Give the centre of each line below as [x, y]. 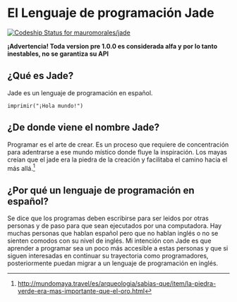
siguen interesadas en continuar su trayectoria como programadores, [108, 256]
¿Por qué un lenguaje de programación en [101, 190]
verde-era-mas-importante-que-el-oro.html [81, 291]
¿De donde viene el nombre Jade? [84, 127]
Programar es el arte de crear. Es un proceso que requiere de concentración [118, 144]
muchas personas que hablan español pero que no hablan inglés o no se [113, 234]
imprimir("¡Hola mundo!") [45, 106]
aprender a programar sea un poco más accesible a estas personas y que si [118, 248]
